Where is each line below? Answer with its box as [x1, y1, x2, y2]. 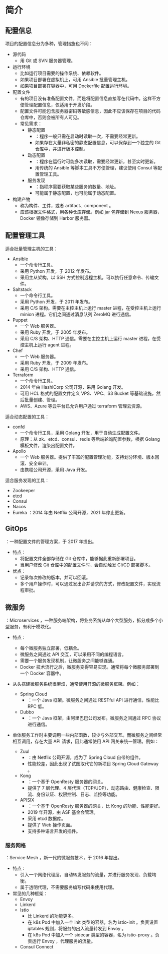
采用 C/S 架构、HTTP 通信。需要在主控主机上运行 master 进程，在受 [20, 335, 161, 341]
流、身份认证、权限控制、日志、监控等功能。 [27, 791, 120, 797]
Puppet [12, 317, 28, 323]
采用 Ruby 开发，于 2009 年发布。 [20, 360, 91, 366]
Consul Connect [20, 943, 54, 949]
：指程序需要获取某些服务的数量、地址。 [35, 184, 119, 190]
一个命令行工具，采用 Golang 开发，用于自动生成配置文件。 [20, 430, 143, 436]
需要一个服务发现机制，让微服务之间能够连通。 [20, 658, 117, 664]
